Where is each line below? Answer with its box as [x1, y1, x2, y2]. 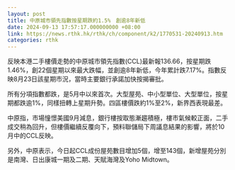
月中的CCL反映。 [7, 132, 58, 140]
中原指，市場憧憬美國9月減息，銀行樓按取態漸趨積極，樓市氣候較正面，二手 [7, 114, 229, 123]
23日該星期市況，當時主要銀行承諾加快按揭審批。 [23, 75, 168, 84]
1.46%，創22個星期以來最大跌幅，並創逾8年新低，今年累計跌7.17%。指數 [7, 66, 221, 74]
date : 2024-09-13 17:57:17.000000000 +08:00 [7, 23, 141, 30]
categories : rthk [7, 37, 59, 44]
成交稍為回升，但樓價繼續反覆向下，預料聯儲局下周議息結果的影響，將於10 [7, 123, 225, 131]
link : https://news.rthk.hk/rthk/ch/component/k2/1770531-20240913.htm [7, 30, 223, 38]
